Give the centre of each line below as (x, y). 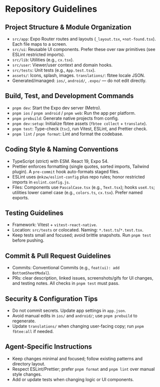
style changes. (27, 374)
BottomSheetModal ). (31, 273)
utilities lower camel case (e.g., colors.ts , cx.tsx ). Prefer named (77, 192)
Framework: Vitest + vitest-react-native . (55, 225)
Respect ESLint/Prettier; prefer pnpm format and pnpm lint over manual (83, 369)
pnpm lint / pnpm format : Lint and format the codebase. (68, 134)
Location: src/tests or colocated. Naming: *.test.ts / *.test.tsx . (78, 230)
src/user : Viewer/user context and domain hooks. (62, 65)
